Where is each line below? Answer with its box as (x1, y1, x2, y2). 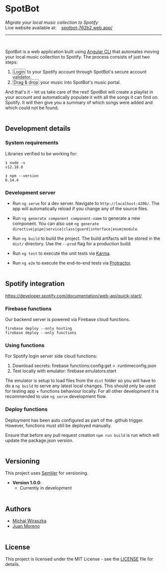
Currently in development (19, 485, 72, 491)
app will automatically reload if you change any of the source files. (12, 206, 149, 212)
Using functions (5, 342, 45, 349)
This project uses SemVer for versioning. (5, 470, 88, 476)
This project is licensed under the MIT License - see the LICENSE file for (5, 556, 153, 562)
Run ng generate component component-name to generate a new (12, 215, 141, 221)
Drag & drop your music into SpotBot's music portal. (13, 79, 121, 85)
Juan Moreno (12, 523, 40, 529)
